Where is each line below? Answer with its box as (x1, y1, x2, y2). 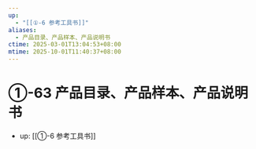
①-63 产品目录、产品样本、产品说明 (8, 84, 248, 102)
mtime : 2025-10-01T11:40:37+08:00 (8, 48, 122, 56)
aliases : (8, 26, 37, 34)
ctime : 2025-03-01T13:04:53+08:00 (8, 41, 122, 49)
